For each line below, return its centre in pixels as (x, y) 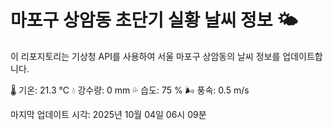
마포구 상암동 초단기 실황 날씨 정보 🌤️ (154, 20)
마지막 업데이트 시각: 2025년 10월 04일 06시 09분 (108, 114)
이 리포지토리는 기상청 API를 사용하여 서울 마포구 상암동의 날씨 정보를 (145, 56)
